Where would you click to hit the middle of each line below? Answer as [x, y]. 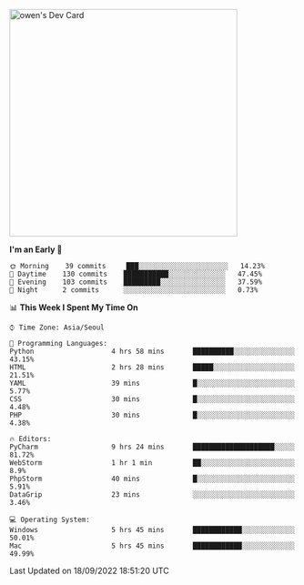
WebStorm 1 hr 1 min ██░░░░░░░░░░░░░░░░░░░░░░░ [152, 463]
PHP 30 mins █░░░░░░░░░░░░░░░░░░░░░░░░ [152, 415]
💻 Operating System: [50, 519]
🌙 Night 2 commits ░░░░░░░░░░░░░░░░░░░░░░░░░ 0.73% [134, 290]
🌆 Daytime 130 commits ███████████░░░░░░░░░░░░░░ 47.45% [136, 274]
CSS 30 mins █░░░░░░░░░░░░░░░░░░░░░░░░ [152, 399]
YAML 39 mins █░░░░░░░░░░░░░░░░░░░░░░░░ [152, 383]
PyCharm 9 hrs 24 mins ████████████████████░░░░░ [152, 447]
